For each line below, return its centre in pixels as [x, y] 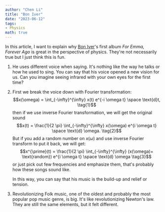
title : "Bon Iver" [24, 14]
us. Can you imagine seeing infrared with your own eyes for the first [81, 77]
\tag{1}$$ [87, 105]
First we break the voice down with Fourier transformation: [72, 92]
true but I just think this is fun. [35, 57]
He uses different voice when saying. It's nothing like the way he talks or [86, 67]
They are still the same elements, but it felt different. [65, 204]
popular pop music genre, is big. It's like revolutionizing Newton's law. [83, 199]
